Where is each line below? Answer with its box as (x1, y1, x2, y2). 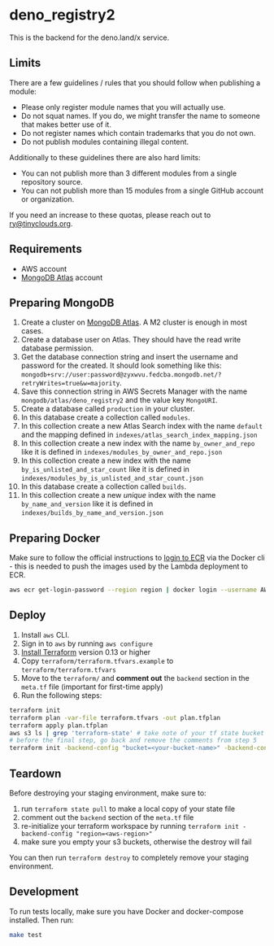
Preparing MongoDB (9, 295, 115, 310)
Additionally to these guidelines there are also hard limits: (9, 152, 202, 162)
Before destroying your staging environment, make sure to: (9, 787, 207, 798)
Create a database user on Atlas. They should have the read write (20, 335, 241, 345)
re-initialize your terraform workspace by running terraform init (20, 821, 239, 830)
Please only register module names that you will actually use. (20, 102, 226, 111)
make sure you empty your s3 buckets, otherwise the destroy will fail (20, 836, 252, 847)
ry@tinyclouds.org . (9, 218, 73, 229)
